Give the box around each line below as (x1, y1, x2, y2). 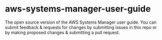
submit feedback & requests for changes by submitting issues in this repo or (5, 24, 157, 30)
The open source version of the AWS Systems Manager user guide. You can (5, 19, 157, 25)
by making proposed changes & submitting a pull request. (5, 29, 120, 35)
